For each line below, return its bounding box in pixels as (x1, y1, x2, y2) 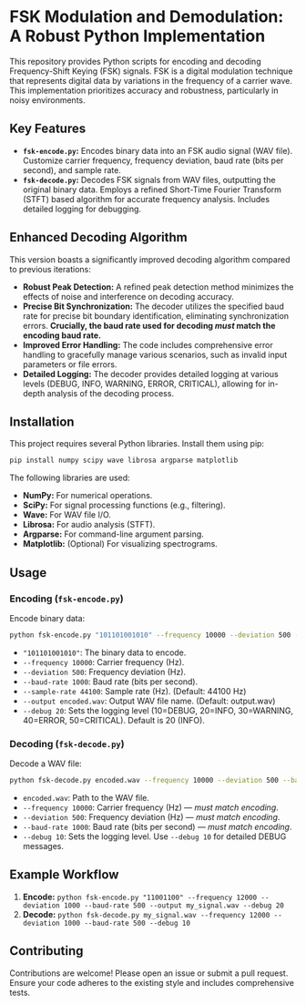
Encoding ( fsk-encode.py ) (9, 592, 125, 605)
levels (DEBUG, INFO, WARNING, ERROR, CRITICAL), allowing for (22, 378, 267, 389)
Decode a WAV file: (9, 758, 82, 769)
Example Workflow (9, 867, 119, 883)
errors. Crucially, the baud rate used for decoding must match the (22, 320, 276, 331)
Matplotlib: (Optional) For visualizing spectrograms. (22, 538, 219, 549)
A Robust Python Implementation (9, 26, 266, 46)
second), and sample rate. (22, 164, 121, 175)
